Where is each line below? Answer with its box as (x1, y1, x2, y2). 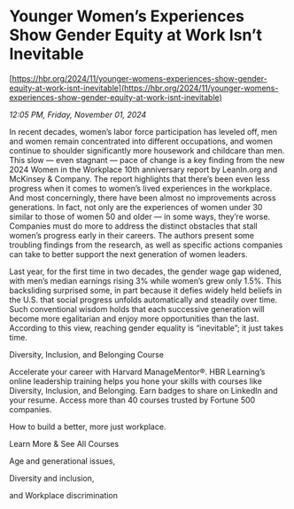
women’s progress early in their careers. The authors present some (9, 230, 255, 240)
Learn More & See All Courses (9, 438, 120, 449)
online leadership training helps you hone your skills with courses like (9, 375, 263, 387)
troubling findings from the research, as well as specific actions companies (9, 239, 283, 250)
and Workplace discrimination (9, 489, 118, 500)
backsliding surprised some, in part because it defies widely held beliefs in (9, 285, 282, 295)
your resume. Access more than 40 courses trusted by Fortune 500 (9, 395, 256, 405)
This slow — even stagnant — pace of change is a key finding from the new (9, 154, 285, 165)
